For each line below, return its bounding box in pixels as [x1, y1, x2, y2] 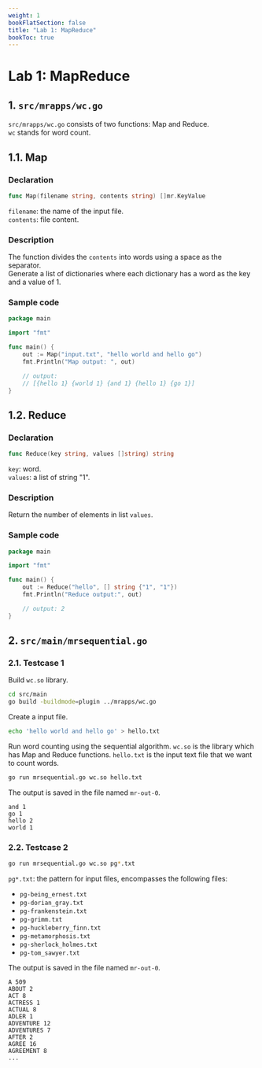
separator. [8, 261, 42, 270]
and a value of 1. [8, 277, 61, 287]
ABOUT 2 [8, 985, 34, 993]
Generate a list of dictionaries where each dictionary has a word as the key [8, 269, 251, 279]
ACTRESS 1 [8, 999, 41, 1007]
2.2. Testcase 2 [8, 841, 68, 852]
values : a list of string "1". [8, 472, 90, 482]
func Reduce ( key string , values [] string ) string [8, 450, 175, 458]
